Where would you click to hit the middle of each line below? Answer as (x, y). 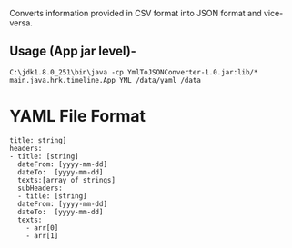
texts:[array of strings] (67, 180)
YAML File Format (78, 116)
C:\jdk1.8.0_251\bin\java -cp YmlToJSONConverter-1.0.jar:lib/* (134, 72)
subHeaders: (40, 188)
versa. (21, 23)
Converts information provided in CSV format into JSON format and (136, 13)
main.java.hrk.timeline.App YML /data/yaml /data (106, 80)
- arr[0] (42, 228)
